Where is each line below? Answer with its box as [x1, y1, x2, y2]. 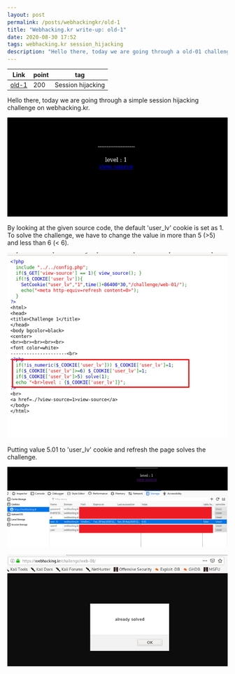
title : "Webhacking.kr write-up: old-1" [7, 26, 127, 33]
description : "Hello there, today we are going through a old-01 [7, 48, 201, 55]
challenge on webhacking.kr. [7, 104, 90, 112]
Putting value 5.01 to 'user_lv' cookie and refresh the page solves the [7, 445, 206, 454]
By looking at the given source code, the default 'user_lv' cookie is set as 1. [7, 223, 224, 231]
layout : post [7, 11, 45, 18]
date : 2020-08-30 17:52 [7, 34, 77, 41]
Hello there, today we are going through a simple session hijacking [7, 96, 199, 105]
